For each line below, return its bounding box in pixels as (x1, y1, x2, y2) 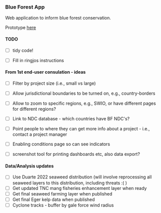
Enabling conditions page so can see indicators (12, 141, 110, 147)
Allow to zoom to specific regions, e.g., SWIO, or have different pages (12, 100, 156, 106)
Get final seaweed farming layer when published (12, 190, 112, 196)
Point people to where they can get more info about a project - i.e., (12, 126, 150, 132)
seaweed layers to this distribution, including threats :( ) (12, 179, 127, 186)
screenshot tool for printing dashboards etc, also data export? (12, 151, 140, 157)
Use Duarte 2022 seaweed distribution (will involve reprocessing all (12, 174, 152, 180)
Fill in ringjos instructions (12, 57, 64, 63)
